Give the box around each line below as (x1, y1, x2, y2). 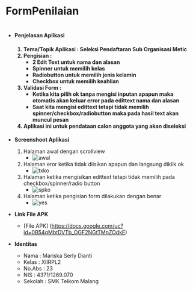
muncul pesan (32, 116, 69, 123)
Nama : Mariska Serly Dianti (23, 252, 93, 259)
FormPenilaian (5, 4, 79, 18)
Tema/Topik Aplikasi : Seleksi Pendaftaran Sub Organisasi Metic (23, 45, 188, 52)
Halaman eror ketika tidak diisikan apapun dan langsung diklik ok (23, 160, 184, 167)
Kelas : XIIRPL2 (23, 258, 61, 266)
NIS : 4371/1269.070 (23, 271, 73, 278)
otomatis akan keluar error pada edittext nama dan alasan (32, 96, 180, 104)
